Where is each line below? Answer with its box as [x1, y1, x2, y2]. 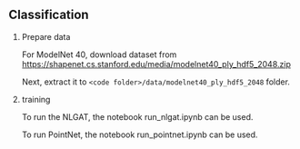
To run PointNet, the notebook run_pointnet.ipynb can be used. [21, 129, 258, 140]
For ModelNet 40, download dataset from [21, 49, 177, 60]
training [21, 94, 51, 104]
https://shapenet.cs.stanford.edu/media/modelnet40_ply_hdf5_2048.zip [21, 58, 292, 69]
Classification [8, 7, 89, 23]
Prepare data [21, 31, 71, 42]
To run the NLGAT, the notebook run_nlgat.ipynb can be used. [21, 111, 254, 122]
